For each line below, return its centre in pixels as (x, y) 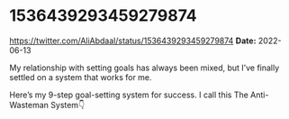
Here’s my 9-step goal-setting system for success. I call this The (129, 95)
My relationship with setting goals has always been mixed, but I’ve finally (144, 68)
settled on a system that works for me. (81, 77)
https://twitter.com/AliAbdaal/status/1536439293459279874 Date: (133, 41)
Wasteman (29, 105)
